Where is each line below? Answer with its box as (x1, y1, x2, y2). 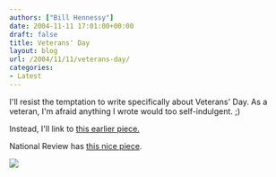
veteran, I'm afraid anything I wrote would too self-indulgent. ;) (9, 105, 241, 117)
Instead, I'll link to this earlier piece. (9, 123, 141, 134)
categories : (9, 64, 54, 73)
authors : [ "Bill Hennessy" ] (9, 13, 115, 22)
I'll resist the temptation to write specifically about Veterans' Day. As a (9, 96, 268, 107)
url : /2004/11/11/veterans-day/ (9, 55, 130, 64)
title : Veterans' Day (9, 38, 91, 48)
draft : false (9, 30, 58, 39)
